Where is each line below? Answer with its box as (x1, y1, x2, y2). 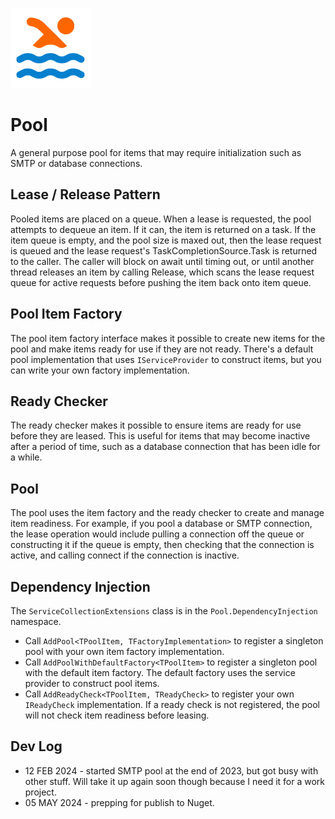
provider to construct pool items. (24, 678, 160, 689)
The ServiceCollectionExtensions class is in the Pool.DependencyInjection (10, 605, 318, 617)
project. (24, 786, 57, 798)
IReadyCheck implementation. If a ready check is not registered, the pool (24, 699, 320, 710)
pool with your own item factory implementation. (24, 646, 225, 657)
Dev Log (10, 738, 63, 755)
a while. (10, 451, 43, 463)
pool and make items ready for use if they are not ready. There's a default (10, 343, 314, 355)
